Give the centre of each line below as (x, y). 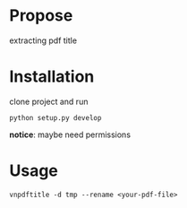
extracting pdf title (43, 40)
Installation (52, 77)
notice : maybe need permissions (70, 134)
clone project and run (49, 101)
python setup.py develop (55, 117)
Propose (41, 16)
